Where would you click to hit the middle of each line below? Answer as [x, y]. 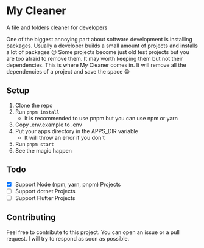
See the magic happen [43, 150]
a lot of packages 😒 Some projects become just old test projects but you [98, 52]
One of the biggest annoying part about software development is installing [100, 39]
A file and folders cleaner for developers [57, 27]
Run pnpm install [37, 112]
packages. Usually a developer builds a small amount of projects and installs [102, 46]
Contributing [31, 217]
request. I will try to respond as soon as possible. [68, 238]
